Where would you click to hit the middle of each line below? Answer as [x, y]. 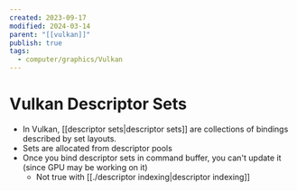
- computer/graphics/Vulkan [70, 59]
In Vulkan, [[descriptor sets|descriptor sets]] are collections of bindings [155, 129]
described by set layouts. [70, 138]
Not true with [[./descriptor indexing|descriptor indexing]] [143, 177]
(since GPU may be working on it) [85, 167]
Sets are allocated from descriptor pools [97, 148]
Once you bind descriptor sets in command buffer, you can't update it [152, 158]
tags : [19, 51]
